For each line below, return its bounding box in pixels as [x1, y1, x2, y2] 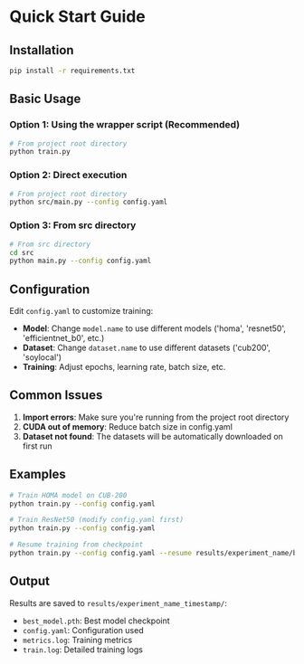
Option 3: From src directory [9, 219, 137, 232]
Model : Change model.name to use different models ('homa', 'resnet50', [22, 323, 287, 334]
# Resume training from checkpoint [9, 540, 144, 549]
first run [22, 441, 52, 451]
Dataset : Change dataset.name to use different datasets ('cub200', [22, 342, 271, 354]
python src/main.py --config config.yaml [9, 197, 168, 207]
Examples [9, 467, 66, 482]
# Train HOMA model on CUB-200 [9, 490, 128, 499]
